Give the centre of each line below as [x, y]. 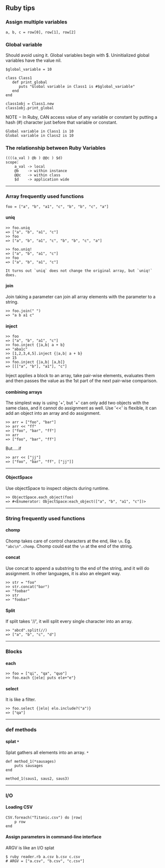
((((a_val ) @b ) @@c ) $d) [34, 158]
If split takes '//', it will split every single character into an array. [69, 621]
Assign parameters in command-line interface [54, 837]
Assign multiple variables [36, 22]
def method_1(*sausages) [31, 761]
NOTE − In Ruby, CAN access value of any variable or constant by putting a [82, 117]
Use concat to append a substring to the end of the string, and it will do [78, 568]
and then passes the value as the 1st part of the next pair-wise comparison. [82, 381]
